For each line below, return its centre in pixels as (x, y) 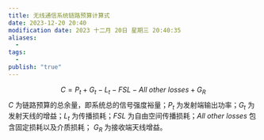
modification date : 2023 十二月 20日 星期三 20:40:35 (95, 30)
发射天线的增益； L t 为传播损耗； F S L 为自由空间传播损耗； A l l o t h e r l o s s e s (128, 117)
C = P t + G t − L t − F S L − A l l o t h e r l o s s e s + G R (133, 90)
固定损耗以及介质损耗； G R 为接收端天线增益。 (91, 128)
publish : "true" (35, 67)
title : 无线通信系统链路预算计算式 (59, 15)
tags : (17, 52)
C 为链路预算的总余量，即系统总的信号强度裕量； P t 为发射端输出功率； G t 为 (132, 106)
